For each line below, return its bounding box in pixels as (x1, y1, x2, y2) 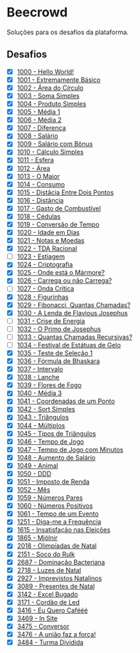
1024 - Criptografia (16, 261, 73, 269)
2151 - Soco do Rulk (16, 550, 75, 558)
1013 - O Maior (16, 172, 60, 180)
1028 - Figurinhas (16, 293, 69, 301)
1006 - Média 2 (16, 115, 62, 125)
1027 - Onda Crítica (16, 284, 75, 293)
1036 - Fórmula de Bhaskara (16, 357, 100, 365)
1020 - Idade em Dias (16, 229, 80, 236)
